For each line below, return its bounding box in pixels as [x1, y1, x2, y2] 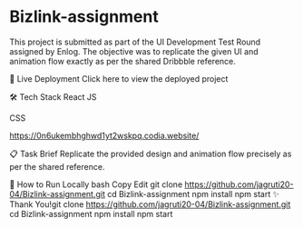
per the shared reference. [9, 161, 105, 172]
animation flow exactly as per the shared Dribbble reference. [9, 55, 236, 66]
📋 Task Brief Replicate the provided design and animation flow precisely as [9, 148, 292, 159]
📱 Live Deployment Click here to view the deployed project [9, 73, 229, 84]
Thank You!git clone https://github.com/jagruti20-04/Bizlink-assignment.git [9, 198, 291, 210]
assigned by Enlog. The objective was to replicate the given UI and [9, 45, 259, 56]
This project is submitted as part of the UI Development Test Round [9, 36, 261, 47]
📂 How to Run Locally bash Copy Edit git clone [9, 179, 183, 190]
